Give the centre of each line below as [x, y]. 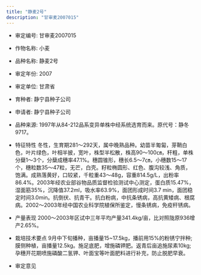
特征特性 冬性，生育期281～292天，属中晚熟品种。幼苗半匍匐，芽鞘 [98, 145]
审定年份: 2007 [33, 73]
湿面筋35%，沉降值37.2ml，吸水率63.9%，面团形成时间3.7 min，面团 [101, 190]
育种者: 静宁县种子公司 [43, 99]
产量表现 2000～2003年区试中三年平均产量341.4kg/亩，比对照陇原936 [102, 217]
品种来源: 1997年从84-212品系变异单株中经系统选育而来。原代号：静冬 [102, 124]
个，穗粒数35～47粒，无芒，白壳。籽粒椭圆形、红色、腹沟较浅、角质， [103, 167]
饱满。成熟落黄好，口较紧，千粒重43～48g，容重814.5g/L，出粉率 [97, 175]
